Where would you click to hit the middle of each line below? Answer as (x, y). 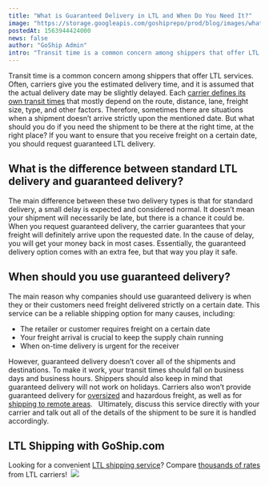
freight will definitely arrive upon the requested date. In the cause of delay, (131, 235)
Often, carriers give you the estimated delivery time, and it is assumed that (131, 84)
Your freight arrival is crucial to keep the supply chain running (122, 337)
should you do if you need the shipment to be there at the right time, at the (131, 127)
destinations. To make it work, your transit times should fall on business (126, 370)
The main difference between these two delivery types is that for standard (131, 200)
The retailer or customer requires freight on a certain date (115, 328)
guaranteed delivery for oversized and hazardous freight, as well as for (125, 395)
